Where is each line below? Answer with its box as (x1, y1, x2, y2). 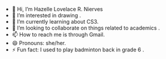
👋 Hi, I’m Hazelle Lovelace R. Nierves (11, 6, 103, 12)
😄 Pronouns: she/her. (11, 40, 67, 47)
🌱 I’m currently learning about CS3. (11, 18, 99, 25)
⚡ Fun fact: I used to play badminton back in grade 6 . (11, 46, 144, 53)
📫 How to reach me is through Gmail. (11, 31, 105, 38)
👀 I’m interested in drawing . (11, 12, 82, 19)
